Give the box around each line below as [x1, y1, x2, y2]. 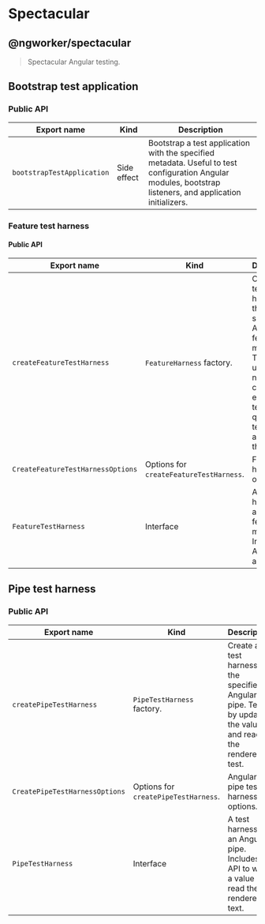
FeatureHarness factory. [144, 357, 233, 368]
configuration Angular [148, 167, 230, 178]
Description [177, 124, 223, 135]
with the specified [148, 147, 215, 158]
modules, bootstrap [148, 177, 221, 188]
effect [117, 171, 140, 182]
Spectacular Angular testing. [27, 57, 121, 66]
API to [227, 862, 250, 873]
